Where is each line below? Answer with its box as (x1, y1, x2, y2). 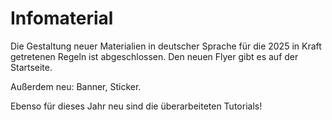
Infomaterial (10, 7, 114, 30)
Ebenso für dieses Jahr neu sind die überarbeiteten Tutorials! (10, 100, 263, 112)
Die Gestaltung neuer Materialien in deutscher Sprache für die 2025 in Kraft (10, 40, 322, 52)
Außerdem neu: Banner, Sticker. (10, 80, 142, 92)
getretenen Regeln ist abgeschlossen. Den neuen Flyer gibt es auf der (10, 50, 299, 62)
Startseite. (10, 61, 53, 73)
